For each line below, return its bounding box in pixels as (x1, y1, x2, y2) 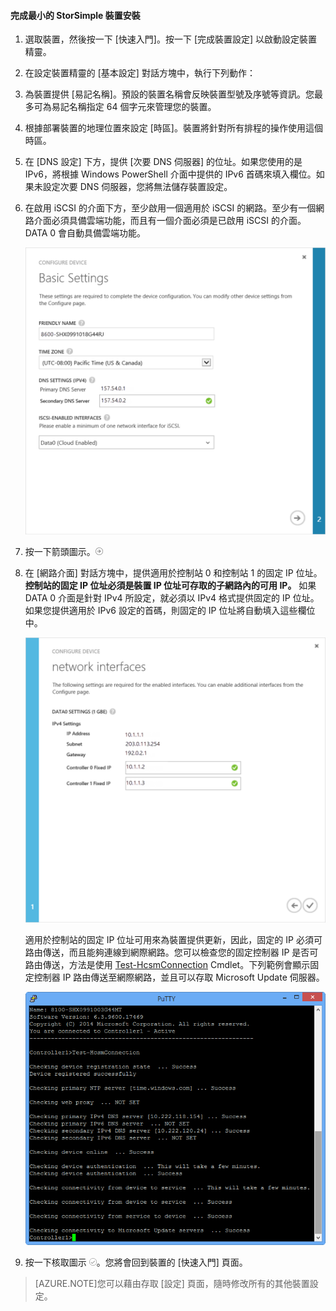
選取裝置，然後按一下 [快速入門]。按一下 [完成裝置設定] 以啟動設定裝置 (24, 33, 318, 45)
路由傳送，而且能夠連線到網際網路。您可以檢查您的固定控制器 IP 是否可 (24, 946, 319, 959)
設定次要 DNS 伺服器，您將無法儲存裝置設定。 (42, 181, 233, 193)
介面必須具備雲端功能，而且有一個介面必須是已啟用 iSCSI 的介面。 (33, 215, 307, 227)
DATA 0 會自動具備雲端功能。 (24, 227, 147, 239)
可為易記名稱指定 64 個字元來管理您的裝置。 (33, 101, 217, 113)
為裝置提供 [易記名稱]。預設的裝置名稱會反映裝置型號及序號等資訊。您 (24, 88, 315, 100)
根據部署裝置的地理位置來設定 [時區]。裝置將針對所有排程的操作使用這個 (24, 122, 323, 134)
